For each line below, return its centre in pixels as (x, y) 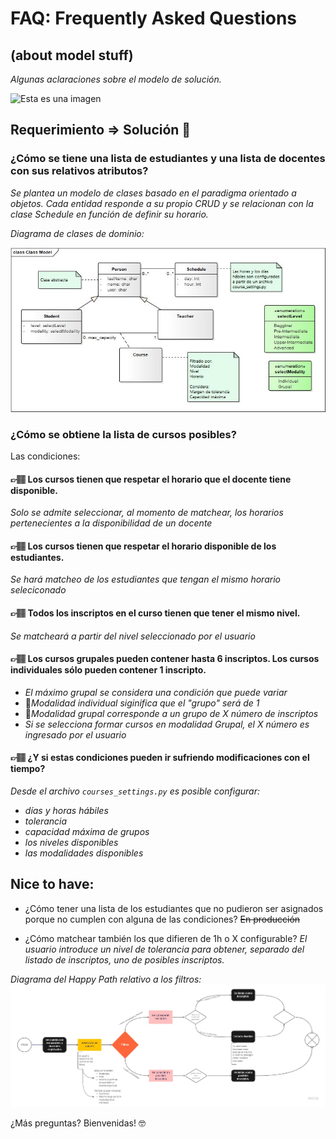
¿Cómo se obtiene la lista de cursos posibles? (123, 434)
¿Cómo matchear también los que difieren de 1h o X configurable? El (166, 938)
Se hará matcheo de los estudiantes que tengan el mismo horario (145, 579)
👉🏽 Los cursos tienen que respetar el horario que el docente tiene (151, 479)
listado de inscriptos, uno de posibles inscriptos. (124, 959)
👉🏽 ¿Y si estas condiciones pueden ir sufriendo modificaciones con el (160, 758)
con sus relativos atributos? (79, 171)
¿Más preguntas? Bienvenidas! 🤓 (78, 1123)
